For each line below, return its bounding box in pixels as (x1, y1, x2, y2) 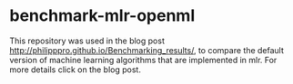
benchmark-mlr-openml (9, 5, 196, 26)
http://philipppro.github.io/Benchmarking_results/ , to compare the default (9, 44, 285, 55)
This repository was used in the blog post (9, 35, 166, 46)
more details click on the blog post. (9, 64, 141, 75)
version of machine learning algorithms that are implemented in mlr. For (9, 54, 278, 65)
